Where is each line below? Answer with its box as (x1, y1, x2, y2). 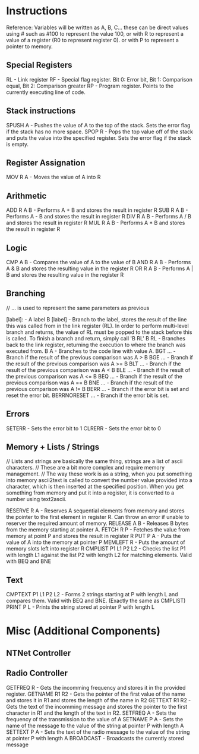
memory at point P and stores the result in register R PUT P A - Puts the (6, 533, 181, 540)
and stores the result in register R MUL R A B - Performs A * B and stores (6, 219, 185, 227)
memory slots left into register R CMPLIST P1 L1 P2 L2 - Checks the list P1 (6, 545, 186, 552)
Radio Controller (6, 668, 68, 678)
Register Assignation (6, 158, 86, 168)
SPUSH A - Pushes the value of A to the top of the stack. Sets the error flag (6, 121, 191, 129)
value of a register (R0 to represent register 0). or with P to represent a (6, 36, 179, 43)
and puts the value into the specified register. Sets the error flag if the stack (6, 134, 191, 141)
